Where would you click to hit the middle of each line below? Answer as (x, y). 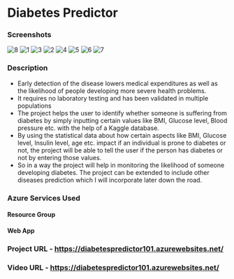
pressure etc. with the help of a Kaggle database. (88, 128)
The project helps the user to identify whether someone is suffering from (122, 113)
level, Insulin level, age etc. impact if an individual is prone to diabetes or (122, 143)
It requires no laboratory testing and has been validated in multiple (113, 98)
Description (28, 68)
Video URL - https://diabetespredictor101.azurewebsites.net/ (114, 267)
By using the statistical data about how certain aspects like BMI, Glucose (122, 135)
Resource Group (31, 215)
